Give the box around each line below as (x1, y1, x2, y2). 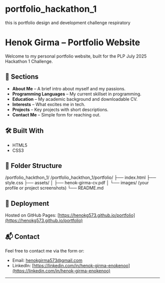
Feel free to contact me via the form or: (5, 248, 84, 254)
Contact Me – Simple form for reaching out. (12, 112, 101, 117)
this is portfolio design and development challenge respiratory (5, 20, 131, 26)
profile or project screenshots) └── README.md (5, 185, 104, 191)
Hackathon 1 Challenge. (5, 58, 53, 64)
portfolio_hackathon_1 (5, 3, 97, 15)
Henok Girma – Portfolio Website (5, 37, 140, 48)
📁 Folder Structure (5, 161, 62, 170)
